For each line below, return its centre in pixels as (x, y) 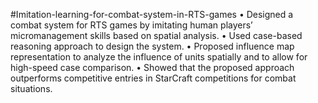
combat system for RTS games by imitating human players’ (131, 25)
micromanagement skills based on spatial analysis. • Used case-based (156, 35)
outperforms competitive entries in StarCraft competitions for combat (153, 78)
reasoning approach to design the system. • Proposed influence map (152, 46)
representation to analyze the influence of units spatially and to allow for (159, 57)
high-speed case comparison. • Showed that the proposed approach (152, 67)
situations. (31, 88)
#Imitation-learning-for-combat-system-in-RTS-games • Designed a (152, 14)
